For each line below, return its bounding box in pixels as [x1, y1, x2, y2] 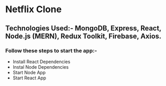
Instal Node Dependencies [12, 64, 69, 70]
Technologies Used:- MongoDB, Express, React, [5, 24, 162, 33]
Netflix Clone [5, 4, 62, 15]
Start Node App [12, 69, 46, 75]
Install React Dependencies [12, 59, 70, 65]
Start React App [12, 75, 46, 81]
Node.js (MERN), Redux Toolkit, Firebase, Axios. [5, 32, 162, 40]
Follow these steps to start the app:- [5, 47, 97, 54]
